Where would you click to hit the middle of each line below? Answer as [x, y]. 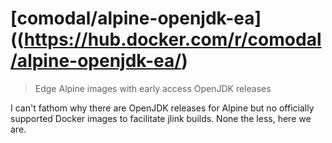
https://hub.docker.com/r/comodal [172, 39]
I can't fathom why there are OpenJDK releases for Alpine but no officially [162, 108]
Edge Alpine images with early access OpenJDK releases [153, 88]
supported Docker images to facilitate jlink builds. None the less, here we [161, 118]
